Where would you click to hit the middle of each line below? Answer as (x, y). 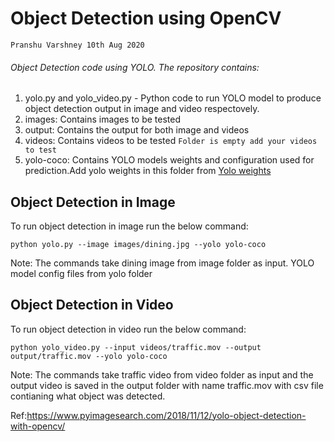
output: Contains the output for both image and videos (137, 130)
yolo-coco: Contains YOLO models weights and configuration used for (169, 160)
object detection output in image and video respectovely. (142, 109)
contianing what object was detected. (88, 396)
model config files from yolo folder (81, 273)
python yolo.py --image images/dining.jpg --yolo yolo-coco (138, 244)
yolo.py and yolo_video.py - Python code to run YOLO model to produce (173, 98)
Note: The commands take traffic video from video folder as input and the (162, 374)
